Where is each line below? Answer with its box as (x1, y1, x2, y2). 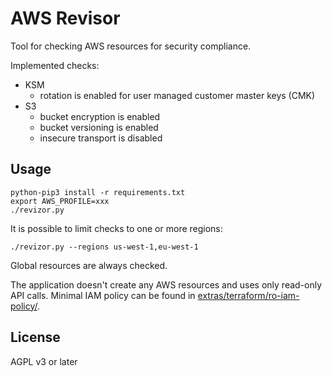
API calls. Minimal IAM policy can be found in (10, 289, 196, 301)
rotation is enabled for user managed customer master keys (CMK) (39, 89, 316, 101)
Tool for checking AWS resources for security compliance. (10, 40, 252, 52)
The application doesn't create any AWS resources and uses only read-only (10, 278, 323, 291)
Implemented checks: (10, 59, 100, 71)
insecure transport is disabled (39, 132, 163, 144)
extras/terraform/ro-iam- (197, 289, 300, 301)
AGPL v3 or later (10, 355, 78, 367)
